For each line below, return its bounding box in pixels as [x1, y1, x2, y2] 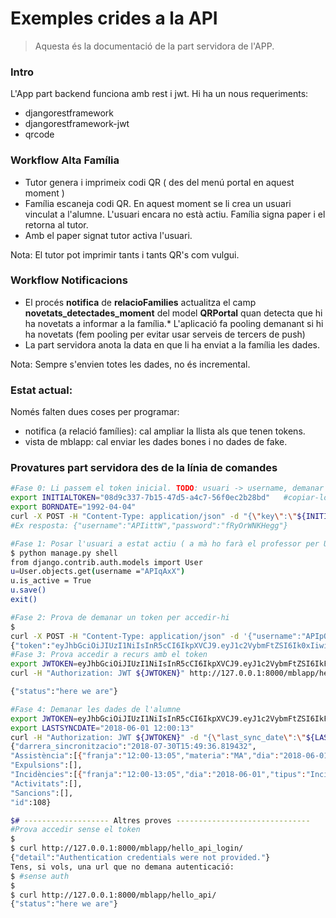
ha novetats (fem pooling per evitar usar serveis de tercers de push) [24, 328, 306, 340]
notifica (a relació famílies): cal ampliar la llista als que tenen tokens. [24, 425, 306, 437]
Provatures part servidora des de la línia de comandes [10, 461, 278, 475]
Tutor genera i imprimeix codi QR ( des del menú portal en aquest [24, 176, 295, 188]
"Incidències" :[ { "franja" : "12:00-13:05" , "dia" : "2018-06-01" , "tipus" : [10, 770, 307, 780]
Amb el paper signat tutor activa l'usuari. [24, 229, 193, 241]
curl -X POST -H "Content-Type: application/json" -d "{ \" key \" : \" [10, 512, 298, 522]
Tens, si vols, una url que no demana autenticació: [10, 862, 235, 872]
